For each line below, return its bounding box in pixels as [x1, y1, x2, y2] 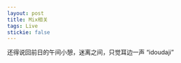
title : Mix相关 [7, 16, 48, 23]
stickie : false [7, 28, 51, 36]
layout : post [7, 9, 44, 17]
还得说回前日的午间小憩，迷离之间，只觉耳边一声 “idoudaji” [7, 48, 174, 56]
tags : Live [7, 22, 38, 29]
